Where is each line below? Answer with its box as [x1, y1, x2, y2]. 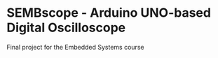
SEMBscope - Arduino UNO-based [6, 5, 212, 21]
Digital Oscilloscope [6, 20, 126, 36]
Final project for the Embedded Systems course [6, 43, 144, 51]
